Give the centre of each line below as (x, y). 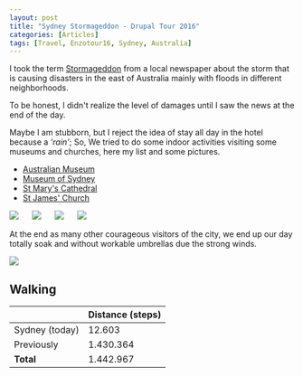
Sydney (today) (47, 330)
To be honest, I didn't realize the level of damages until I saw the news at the (152, 106)
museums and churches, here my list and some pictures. (115, 152)
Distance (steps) (125, 315)
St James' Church (56, 198)
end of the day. (38, 115)
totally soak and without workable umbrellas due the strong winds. (133, 244)
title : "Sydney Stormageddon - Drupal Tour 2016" (105, 26)
